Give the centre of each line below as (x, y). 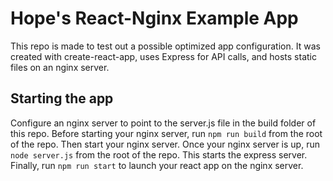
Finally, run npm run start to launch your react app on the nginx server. (157, 165)
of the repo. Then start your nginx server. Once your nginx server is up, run (165, 144)
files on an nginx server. (60, 67)
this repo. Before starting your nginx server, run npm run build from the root (166, 133)
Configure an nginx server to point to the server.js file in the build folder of (163, 123)
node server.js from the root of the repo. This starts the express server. (159, 154)
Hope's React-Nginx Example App (154, 18)
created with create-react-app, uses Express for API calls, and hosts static (163, 56)
